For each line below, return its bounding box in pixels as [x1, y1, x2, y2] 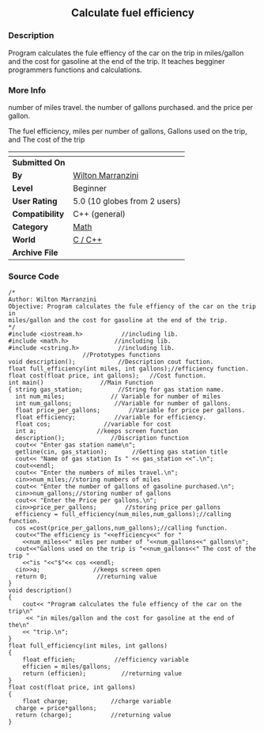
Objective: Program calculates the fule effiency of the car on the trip [8, 302, 257, 311]
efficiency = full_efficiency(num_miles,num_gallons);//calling [15, 511, 232, 518]
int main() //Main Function [8, 379, 154, 387]
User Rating [12, 196, 58, 207]
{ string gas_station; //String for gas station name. [8, 385, 224, 394]
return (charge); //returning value [15, 712, 172, 720]
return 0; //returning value [15, 573, 157, 581]
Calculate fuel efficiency [70, 6, 195, 20]
